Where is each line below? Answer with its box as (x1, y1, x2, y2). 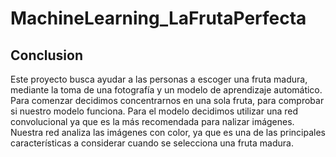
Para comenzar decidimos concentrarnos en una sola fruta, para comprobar (10, 95, 325, 106)
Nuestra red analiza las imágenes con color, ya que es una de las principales (10, 127, 326, 138)
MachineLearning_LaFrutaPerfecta (10, 7, 307, 30)
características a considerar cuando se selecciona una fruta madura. (10, 137, 294, 149)
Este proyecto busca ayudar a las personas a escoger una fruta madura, (10, 73, 308, 85)
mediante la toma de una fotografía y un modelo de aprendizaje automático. (10, 84, 323, 96)
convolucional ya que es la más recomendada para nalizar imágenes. (10, 116, 295, 127)
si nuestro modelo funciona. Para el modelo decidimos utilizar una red (10, 105, 299, 117)
